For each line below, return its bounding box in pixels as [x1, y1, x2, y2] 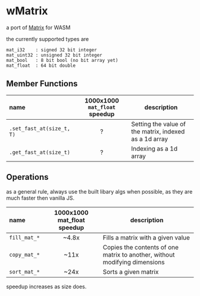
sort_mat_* [9, 268, 40, 275]
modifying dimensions [102, 258, 165, 266]
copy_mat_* [9, 251, 40, 258]
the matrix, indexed [131, 127, 185, 135]
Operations [6, 172, 49, 182]
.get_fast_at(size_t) [9, 149, 70, 155]
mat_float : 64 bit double [6, 63, 76, 68]
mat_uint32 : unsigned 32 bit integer [6, 52, 102, 58]
